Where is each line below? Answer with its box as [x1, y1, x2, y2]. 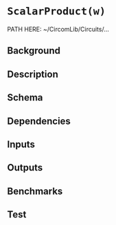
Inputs [7, 138, 36, 150]
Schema [7, 92, 43, 104]
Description [7, 68, 58, 80]
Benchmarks [7, 185, 63, 197]
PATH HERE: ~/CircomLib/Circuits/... [7, 25, 110, 33]
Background [7, 45, 60, 56]
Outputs [7, 162, 43, 173]
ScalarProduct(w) [7, 5, 106, 18]
